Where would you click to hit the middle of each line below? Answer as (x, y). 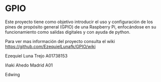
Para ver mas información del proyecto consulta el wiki (60, 41)
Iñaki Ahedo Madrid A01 (29, 65)
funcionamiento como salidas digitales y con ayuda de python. (68, 32)
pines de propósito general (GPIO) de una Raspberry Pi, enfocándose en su (81, 27)
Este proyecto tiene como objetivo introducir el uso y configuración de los (79, 22)
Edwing (13, 74)
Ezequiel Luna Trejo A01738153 (36, 55)
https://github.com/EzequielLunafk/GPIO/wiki (50, 46)
